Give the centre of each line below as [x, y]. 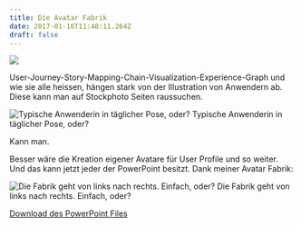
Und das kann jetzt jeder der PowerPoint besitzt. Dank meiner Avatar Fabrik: [151, 169]
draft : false [34, 35]
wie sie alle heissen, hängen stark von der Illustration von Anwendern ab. [146, 87]
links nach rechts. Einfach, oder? [70, 196]
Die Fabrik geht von [253, 186]
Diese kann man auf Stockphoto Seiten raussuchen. [106, 97]
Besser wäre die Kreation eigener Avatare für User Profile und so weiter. [144, 159]
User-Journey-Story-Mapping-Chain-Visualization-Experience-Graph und [147, 77]
